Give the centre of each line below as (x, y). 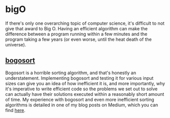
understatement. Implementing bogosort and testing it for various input (79, 78)
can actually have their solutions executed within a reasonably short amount (85, 94)
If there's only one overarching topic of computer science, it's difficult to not (85, 23)
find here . (15, 110)
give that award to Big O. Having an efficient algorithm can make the (77, 28)
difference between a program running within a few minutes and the (76, 34)
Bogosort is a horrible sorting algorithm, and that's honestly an (71, 73)
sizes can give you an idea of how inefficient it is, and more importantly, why (85, 83)
